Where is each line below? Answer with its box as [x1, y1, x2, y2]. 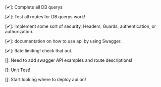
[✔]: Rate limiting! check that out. [5, 48, 73, 53]
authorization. [5, 29, 34, 34]
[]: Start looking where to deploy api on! [5, 77, 86, 82]
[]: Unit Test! [5, 67, 31, 73]
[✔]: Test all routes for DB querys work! [5, 14, 86, 19]
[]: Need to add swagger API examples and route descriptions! [5, 57, 133, 63]
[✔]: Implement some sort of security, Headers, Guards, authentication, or [5, 23, 156, 29]
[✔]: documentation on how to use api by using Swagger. [5, 38, 122, 44]
